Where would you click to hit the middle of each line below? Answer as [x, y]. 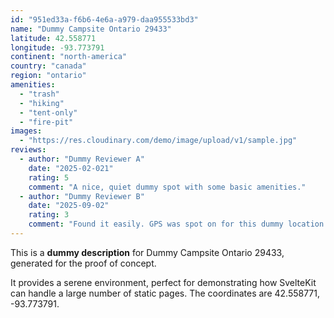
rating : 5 [49, 177]
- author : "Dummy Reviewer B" [82, 196]
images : [26, 131]
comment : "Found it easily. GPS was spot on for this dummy [156, 224]
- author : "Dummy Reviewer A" [82, 159]
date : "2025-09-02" [69, 206]
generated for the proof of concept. [83, 263]
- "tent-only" [48, 112]
